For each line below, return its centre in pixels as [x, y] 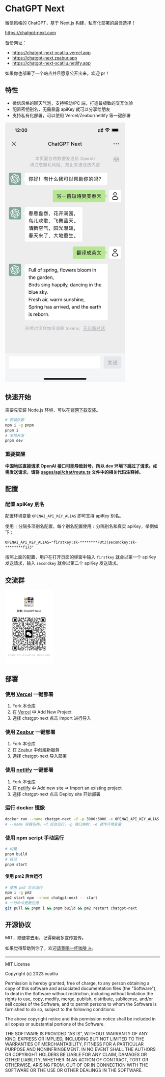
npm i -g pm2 [18, 893]
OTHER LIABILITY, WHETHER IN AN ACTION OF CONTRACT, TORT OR [77, 1060]
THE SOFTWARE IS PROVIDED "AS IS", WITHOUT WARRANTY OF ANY [77, 1033]
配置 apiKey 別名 [25, 504]
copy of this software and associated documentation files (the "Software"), [81, 988]
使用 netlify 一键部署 [29, 770]
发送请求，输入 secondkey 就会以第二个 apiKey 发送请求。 [63, 563]
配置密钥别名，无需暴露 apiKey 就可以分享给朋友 [61, 109]
